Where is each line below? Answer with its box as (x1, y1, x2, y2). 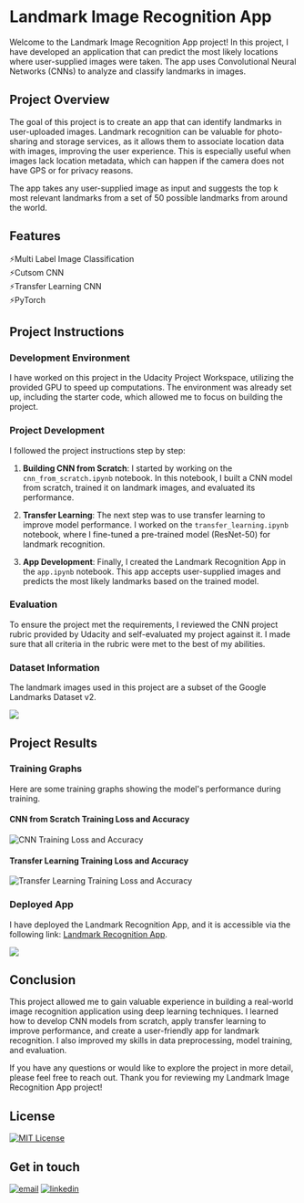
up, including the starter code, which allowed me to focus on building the (9, 392, 284, 403)
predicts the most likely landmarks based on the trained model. (22, 575, 259, 586)
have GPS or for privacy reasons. (9, 164, 134, 175)
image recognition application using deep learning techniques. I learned (9, 1006, 279, 1017)
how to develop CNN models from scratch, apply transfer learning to (9, 1016, 267, 1027)
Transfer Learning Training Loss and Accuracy (9, 855, 189, 866)
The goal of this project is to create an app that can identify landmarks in (9, 116, 282, 127)
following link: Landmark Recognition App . (9, 928, 168, 939)
